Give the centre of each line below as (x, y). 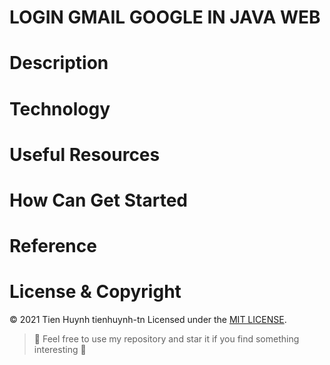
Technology (60, 108)
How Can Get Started (98, 200)
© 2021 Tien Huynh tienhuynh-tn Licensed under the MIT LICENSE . (148, 320)
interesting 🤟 (60, 350)
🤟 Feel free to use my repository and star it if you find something (166, 339)
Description (59, 63)
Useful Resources (85, 154)
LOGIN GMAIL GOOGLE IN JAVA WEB (165, 17)
